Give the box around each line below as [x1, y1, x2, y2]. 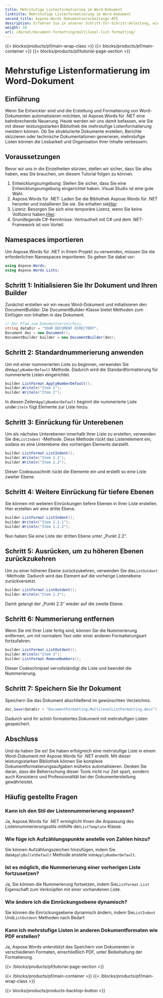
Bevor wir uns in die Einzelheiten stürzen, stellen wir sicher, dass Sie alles [5, 166, 152, 172]
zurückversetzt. [5, 578, 36, 584]
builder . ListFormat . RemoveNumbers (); [5, 657, 81, 662]
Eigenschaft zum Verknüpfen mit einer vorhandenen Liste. [5, 886, 121, 892]
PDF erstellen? [5, 933, 40, 940]
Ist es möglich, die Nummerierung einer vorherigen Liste [5, 864, 141, 871]
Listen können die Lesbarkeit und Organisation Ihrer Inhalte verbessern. [5, 139, 148, 144]
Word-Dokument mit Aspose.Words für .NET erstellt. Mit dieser [5, 753, 131, 759]
